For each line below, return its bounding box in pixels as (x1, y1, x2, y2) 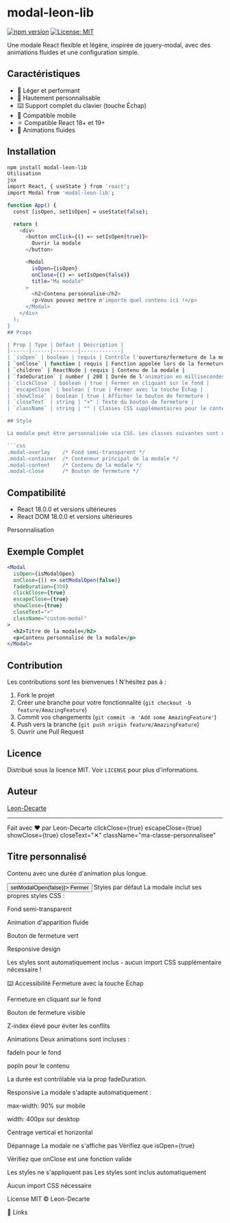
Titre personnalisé (7, 851, 87, 863)
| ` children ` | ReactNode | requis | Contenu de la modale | (7, 367, 186, 374)
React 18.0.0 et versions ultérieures (16, 505, 116, 513)
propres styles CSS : (7, 891, 65, 899)
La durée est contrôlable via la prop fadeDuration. (7, 1075, 147, 1083)
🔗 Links (7, 1208, 28, 1216)
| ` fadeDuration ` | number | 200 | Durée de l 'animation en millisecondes (7, 373, 225, 380)
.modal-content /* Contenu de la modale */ (7, 462, 142, 469)
